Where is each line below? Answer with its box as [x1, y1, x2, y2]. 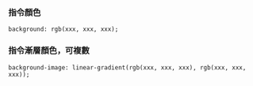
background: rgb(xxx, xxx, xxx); [8, 25, 119, 33]
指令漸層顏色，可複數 [8, 45, 90, 56]
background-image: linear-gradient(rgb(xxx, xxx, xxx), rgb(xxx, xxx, [8, 63, 247, 72]
